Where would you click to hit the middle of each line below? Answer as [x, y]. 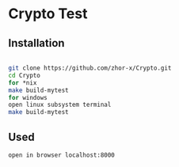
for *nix [23, 83]
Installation [36, 43]
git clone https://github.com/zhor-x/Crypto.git [90, 68]
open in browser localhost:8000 [61, 155]
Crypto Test [48, 14]
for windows [28, 97]
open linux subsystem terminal [60, 105]
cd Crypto [25, 75]
